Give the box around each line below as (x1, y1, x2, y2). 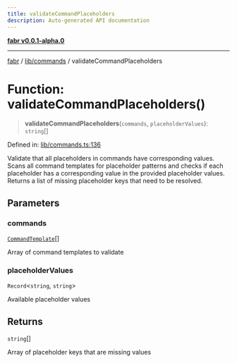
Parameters (7, 197, 60, 209)
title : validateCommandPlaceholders (7, 10, 115, 18)
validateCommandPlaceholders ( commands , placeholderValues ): (24, 119, 208, 128)
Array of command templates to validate (7, 248, 124, 257)
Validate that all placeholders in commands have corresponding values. (7, 154, 215, 163)
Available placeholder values (7, 295, 90, 304)
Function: (7, 81, 65, 97)
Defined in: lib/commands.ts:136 (7, 140, 101, 149)
